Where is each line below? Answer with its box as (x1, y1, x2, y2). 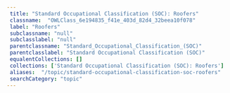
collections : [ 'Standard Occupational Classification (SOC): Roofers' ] (9, 62, 224, 69)
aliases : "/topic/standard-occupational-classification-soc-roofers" (9, 69, 221, 76)
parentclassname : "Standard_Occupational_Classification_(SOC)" (9, 43, 202, 50)
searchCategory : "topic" (9, 75, 82, 83)
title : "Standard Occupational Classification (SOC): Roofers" (9, 10, 199, 17)
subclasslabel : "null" (9, 36, 77, 43)
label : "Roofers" (9, 23, 60, 30)
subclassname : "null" (9, 29, 73, 37)
